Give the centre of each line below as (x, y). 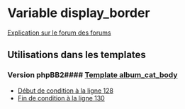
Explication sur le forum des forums (59, 33)
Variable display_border (79, 13)
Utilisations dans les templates (77, 55)
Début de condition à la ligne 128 (65, 91)
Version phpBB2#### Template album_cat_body (92, 75)
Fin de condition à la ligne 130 (61, 98)
